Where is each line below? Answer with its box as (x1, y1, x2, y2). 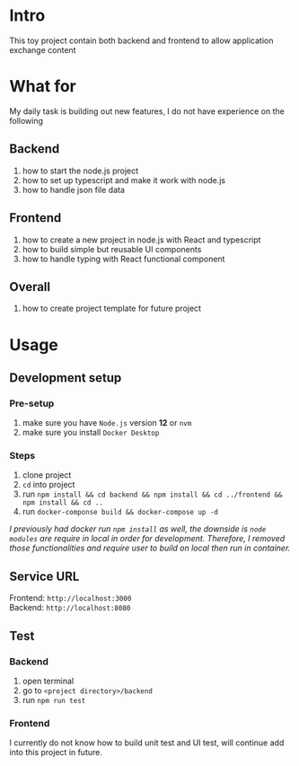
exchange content (9, 44, 76, 55)
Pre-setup (9, 397, 55, 409)
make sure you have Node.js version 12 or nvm (22, 418, 192, 428)
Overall (9, 279, 51, 295)
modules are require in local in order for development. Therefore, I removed (9, 533, 286, 544)
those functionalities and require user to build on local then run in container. (9, 542, 291, 553)
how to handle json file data (22, 184, 126, 195)
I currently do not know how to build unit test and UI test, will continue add (9, 737, 285, 748)
